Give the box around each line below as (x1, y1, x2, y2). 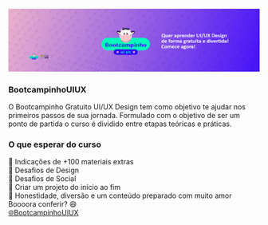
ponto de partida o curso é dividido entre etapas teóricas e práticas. (8, 119, 232, 128)
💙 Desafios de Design (8, 165, 80, 176)
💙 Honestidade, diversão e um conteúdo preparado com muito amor (8, 191, 232, 200)
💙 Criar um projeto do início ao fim (8, 183, 121, 192)
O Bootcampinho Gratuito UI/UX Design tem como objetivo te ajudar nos (8, 101, 246, 112)
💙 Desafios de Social (8, 174, 77, 184)
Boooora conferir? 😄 (8, 199, 77, 209)
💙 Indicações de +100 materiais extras (8, 157, 134, 167)
